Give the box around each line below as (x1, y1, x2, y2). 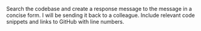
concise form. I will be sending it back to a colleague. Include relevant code (6, 12, 196, 19)
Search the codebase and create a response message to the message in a (6, 5, 192, 12)
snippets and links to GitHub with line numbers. (6, 18, 124, 25)
